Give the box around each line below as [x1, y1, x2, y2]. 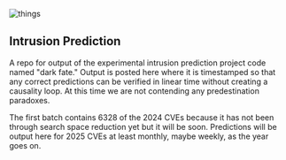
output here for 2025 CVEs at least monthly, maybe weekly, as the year [9, 131, 269, 141]
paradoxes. [9, 95, 50, 105]
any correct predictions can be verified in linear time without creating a [9, 76, 268, 87]
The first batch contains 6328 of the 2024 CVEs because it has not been [9, 111, 274, 123]
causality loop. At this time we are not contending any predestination [9, 85, 259, 96]
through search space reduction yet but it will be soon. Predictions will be [9, 121, 277, 132]
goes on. [9, 140, 42, 150]
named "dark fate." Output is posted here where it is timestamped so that [9, 66, 276, 77]
